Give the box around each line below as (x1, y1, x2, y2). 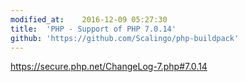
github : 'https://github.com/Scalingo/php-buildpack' (10, 33, 240, 43)
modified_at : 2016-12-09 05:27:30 (10, 14, 168, 25)
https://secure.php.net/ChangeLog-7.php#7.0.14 (10, 61, 208, 73)
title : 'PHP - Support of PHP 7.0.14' (10, 24, 177, 34)
